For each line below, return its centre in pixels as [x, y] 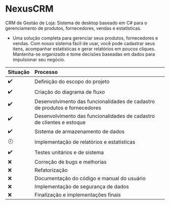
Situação [19, 72]
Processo [46, 72]
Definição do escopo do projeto [72, 81]
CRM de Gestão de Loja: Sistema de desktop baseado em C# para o [76, 23]
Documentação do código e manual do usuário [90, 178]
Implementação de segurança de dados [82, 186]
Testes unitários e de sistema [69, 152]
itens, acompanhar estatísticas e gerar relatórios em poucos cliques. [84, 49]
